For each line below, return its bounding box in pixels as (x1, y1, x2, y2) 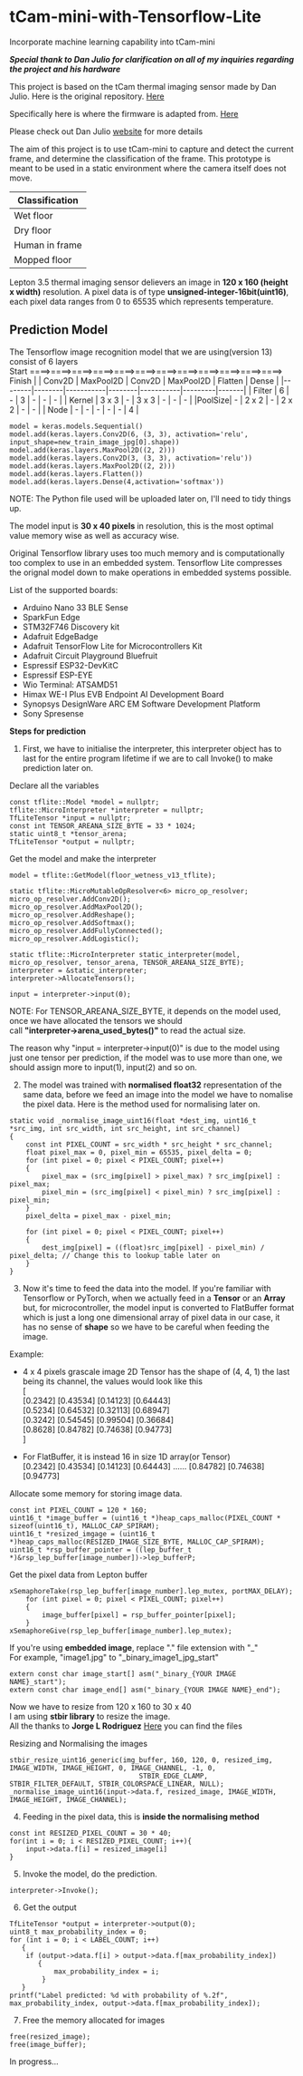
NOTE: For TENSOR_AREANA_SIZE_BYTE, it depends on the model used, (9, 1005, 281, 1017)
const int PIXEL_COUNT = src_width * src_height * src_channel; (25, 1140, 273, 1149)
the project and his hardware (9, 63, 121, 74)
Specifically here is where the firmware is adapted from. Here (9, 108, 239, 119)
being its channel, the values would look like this (22, 1376, 204, 1387)
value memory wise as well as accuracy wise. (9, 530, 179, 541)
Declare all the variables (9, 780, 99, 791)
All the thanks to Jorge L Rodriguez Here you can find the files (9, 1720, 242, 1731)
